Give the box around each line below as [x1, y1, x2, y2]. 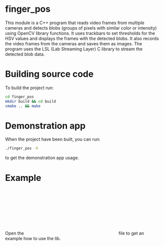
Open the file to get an [5, 230, 144, 236]
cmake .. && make [5, 104, 41, 108]
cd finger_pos [5, 94, 34, 99]
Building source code [5, 69, 94, 80]
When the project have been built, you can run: [5, 137, 100, 142]
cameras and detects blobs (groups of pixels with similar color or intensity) [5, 25, 157, 31]
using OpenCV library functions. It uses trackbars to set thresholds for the [5, 30, 155, 36]
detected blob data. [5, 51, 45, 57]
